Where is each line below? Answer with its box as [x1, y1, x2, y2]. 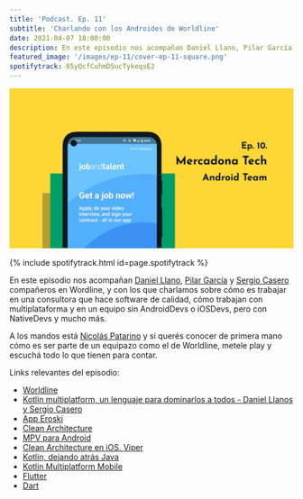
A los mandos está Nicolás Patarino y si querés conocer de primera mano [9, 330, 282, 341]
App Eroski [22, 413, 63, 423]
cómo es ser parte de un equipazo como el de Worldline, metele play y [9, 340, 272, 350]
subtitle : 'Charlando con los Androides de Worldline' [9, 23, 220, 33]
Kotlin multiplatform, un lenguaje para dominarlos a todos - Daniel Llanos [22, 394, 293, 404]
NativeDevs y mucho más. [9, 313, 106, 323]
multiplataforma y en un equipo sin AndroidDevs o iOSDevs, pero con [9, 303, 268, 314]
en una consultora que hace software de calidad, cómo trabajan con [9, 294, 263, 304]
